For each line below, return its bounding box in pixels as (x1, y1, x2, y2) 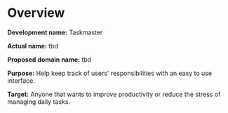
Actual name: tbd (7, 41, 58, 50)
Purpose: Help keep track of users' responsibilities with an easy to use (7, 69, 213, 77)
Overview (7, 5, 65, 21)
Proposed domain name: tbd (7, 55, 92, 64)
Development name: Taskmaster (7, 28, 103, 36)
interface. (7, 76, 35, 85)
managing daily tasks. (7, 97, 71, 106)
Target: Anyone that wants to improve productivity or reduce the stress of (7, 90, 221, 98)
